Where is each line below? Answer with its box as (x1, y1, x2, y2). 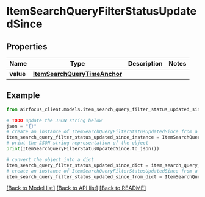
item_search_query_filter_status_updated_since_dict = (6, 162, 149, 168)
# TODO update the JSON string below (6, 117, 103, 123)
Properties (6, 41, 48, 52)
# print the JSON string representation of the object (6, 140, 149, 147)
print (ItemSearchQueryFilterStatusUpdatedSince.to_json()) (6, 146, 160, 152)
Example (6, 90, 40, 101)
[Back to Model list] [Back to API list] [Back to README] (6, 184, 146, 192)
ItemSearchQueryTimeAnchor (32, 70, 123, 78)
